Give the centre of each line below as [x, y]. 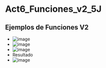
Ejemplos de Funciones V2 [47, 27]
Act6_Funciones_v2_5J [53, 9]
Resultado [23, 55]
